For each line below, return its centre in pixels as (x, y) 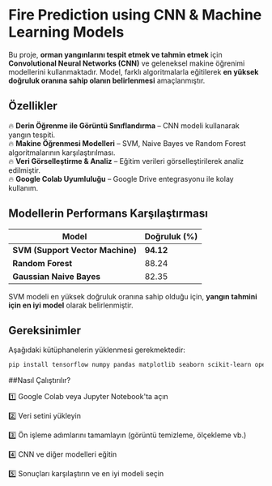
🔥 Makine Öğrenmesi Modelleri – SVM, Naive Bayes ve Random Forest (127, 143)
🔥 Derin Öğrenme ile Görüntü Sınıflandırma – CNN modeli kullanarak (124, 125)
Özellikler (33, 106)
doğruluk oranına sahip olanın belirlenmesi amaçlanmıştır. (107, 80)
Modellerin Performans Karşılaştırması (108, 214)
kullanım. (23, 187)
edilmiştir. (24, 170)
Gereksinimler (45, 330)
